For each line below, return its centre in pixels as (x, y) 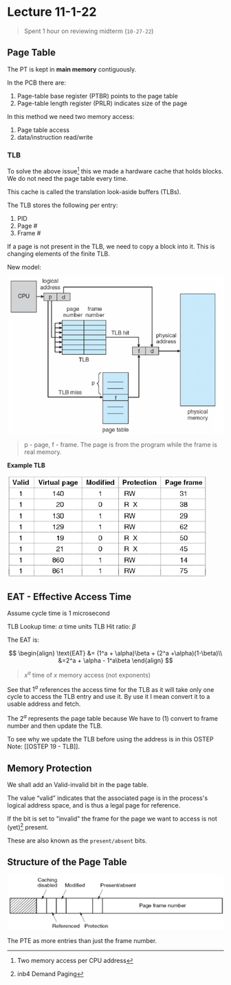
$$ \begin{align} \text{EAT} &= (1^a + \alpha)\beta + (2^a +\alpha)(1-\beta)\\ (115, 653)
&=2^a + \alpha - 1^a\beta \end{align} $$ (115, 660)
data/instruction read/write (55, 137)
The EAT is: (23, 640)
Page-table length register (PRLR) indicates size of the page (102, 103)
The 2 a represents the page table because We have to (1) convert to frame (113, 718)
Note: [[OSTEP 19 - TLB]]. (44, 746)
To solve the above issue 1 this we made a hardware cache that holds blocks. (115, 171)
